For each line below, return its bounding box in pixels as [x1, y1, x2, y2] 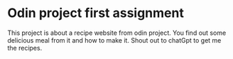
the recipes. [7, 43, 43, 52]
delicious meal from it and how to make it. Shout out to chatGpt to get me [7, 36, 222, 44]
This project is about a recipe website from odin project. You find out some [7, 28, 227, 37]
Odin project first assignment [7, 5, 185, 21]
